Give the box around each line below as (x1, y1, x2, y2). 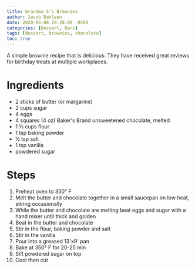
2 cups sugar (15, 104, 48, 111)
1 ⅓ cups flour (15, 123, 50, 130)
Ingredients (6, 79, 64, 92)
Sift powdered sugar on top (15, 250, 82, 257)
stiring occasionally (15, 200, 63, 207)
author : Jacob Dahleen (6, 14, 62, 20)
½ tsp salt (15, 135, 39, 143)
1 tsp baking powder (15, 129, 65, 136)
